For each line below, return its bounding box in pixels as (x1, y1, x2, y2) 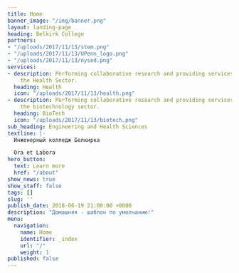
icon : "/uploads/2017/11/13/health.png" (14, 90, 135, 97)
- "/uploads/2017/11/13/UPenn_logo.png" (7, 51, 129, 58)
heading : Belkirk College (7, 30, 84, 38)
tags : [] (7, 189, 33, 196)
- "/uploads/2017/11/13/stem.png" (7, 43, 110, 51)
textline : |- (7, 130, 46, 137)
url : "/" (20, 242, 46, 249)
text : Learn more (14, 163, 65, 170)
